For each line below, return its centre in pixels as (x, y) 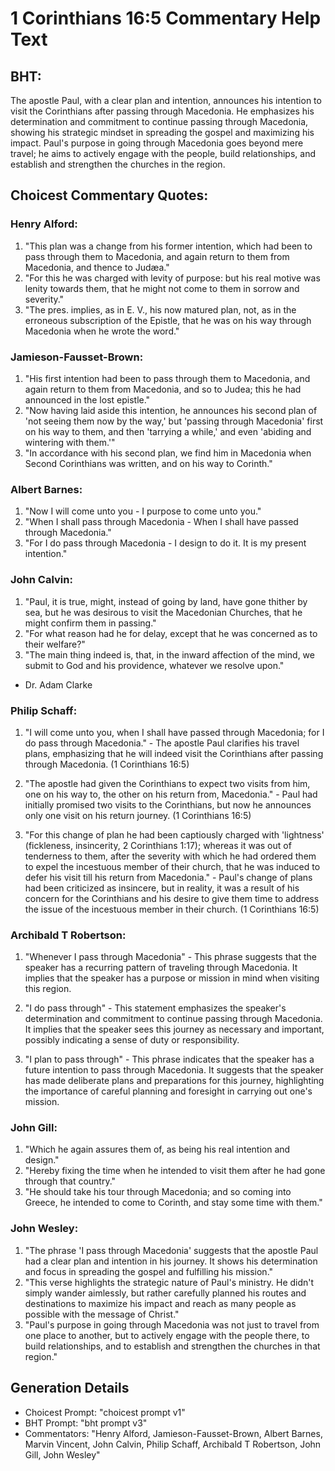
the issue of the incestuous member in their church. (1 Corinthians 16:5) (172, 909)
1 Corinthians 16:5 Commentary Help (166, 18)
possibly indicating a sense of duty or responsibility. (132, 1040)
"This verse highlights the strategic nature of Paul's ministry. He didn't (169, 1282)
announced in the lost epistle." (87, 399)
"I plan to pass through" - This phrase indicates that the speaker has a (169, 1059)
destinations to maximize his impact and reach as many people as (160, 1303)
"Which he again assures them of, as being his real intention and (157, 1149)
